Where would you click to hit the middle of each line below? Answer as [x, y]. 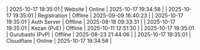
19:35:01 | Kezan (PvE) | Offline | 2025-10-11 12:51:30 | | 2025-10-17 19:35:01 [100, 28]
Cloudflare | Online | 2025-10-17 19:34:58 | [59, 41]
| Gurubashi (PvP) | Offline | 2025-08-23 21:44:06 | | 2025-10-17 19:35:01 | [98, 35]
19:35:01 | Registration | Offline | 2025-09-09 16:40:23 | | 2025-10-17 [98, 15]
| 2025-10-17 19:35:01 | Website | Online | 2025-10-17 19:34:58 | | [87, 9]
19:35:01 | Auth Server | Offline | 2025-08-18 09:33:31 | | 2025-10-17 [91, 22]
